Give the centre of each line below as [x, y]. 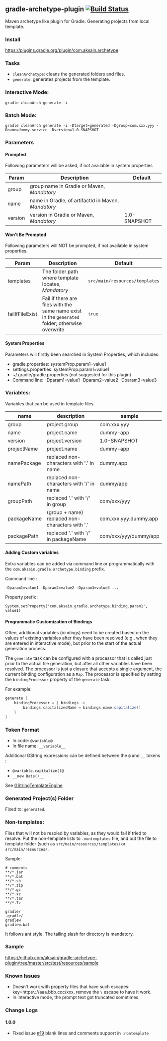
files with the [57, 305]
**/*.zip [14, 885]
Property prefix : [22, 597]
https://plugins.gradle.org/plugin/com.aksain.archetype [62, 50]
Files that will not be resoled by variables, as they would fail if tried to [76, 833]
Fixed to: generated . [25, 809]
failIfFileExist [23, 314]
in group [56, 504]
